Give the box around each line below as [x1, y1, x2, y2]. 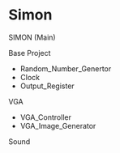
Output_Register [19, 81, 75, 91]
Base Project [8, 48, 51, 57]
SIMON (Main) [8, 32, 56, 42]
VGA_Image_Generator [19, 121, 96, 130]
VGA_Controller [19, 112, 71, 122]
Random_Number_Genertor [19, 63, 112, 74]
